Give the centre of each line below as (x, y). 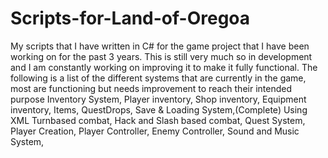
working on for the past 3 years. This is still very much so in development (161, 56)
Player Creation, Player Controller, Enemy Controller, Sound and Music (155, 131)
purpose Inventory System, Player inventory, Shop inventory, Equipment (158, 99)
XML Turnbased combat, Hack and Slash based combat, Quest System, (158, 120)
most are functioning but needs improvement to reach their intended (151, 88)
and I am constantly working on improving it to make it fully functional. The (164, 67)
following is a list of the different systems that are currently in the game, (158, 78)
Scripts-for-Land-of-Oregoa (130, 18)
